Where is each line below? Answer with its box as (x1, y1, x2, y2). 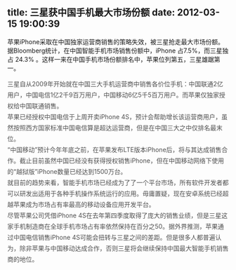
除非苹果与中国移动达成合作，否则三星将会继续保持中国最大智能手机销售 (19, 244, 229, 252)
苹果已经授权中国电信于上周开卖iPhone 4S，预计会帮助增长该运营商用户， (7, 112, 222, 121)
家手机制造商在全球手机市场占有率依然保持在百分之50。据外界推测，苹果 (7, 222, 218, 230)
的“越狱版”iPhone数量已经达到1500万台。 (7, 167, 127, 175)
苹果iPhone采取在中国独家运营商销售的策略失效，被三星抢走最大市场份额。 (7, 37, 225, 46)
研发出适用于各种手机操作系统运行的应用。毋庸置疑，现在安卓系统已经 (19, 189, 223, 198)
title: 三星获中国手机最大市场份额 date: (7, 6, 176, 19)
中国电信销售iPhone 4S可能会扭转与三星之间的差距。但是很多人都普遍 (13, 233, 216, 241)
